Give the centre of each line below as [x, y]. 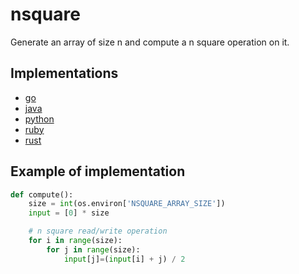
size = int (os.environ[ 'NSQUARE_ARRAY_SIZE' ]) [127, 204]
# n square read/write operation [98, 231]
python [39, 119]
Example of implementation [98, 171]
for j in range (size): [93, 249]
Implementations [64, 73]
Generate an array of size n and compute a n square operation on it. [150, 42]
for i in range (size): [75, 241]
